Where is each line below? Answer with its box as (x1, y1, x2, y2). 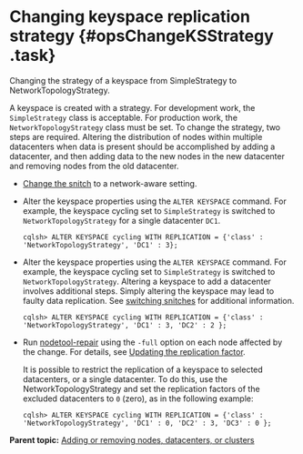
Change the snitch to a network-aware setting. (22, 177, 197, 188)
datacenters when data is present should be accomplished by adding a (9, 141, 276, 152)
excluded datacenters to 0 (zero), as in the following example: (22, 393, 254, 404)
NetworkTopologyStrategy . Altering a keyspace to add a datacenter (22, 276, 271, 287)
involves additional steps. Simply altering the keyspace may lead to (22, 285, 275, 297)
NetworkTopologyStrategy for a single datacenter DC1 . (22, 215, 221, 226)
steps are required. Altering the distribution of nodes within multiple (9, 131, 263, 142)
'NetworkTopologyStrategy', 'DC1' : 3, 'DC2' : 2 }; (22, 320, 227, 329)
